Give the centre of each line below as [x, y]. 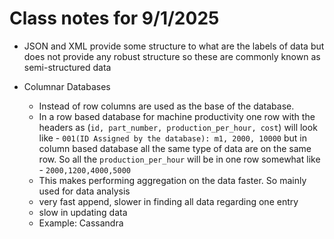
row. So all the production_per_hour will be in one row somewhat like [179, 159]
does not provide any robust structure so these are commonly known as [172, 56]
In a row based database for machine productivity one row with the [177, 116]
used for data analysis [84, 191]
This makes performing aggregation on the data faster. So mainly [172, 180]
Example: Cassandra [81, 223]
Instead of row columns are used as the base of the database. [166, 106]
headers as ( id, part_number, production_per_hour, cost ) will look [178, 127]
